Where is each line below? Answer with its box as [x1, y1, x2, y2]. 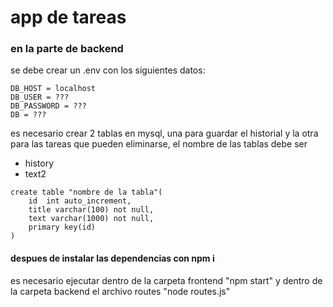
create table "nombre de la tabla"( [10, 187, 163, 198]
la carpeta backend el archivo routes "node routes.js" [10, 285, 231, 297]
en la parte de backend [10, 42, 124, 56]
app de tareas [10, 6, 127, 29]
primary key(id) [28, 222, 97, 233]
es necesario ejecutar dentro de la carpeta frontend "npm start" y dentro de [10, 274, 323, 286]
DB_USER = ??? [10, 92, 70, 103]
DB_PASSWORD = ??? [10, 101, 87, 111]
